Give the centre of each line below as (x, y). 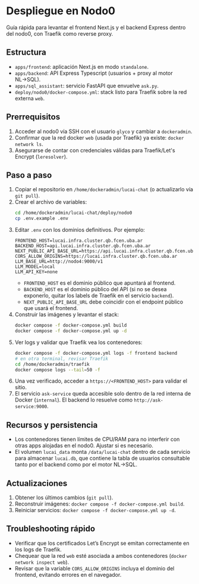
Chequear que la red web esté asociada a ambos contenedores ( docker (101, 555)
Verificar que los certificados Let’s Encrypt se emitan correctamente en (102, 543)
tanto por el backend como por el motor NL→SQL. (76, 465)
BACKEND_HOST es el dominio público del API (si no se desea (95, 289)
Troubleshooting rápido (51, 529)
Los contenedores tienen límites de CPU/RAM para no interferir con (97, 439)
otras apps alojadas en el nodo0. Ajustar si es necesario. (84, 446)
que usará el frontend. (51, 308)
